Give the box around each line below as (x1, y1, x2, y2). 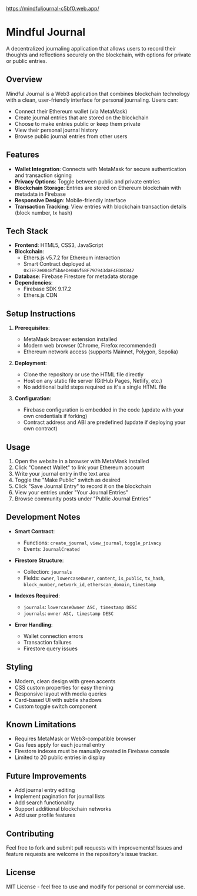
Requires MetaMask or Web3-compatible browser (14, 735, 136, 743)
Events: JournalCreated (23, 545, 81, 552)
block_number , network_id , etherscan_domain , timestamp (23, 580, 157, 587)
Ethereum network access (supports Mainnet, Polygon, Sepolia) (23, 348, 178, 355)
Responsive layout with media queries (14, 690, 107, 697)
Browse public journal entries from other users (14, 132, 128, 140)
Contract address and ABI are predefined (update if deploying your (23, 419, 186, 426)
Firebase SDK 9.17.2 (23, 285, 72, 293)
